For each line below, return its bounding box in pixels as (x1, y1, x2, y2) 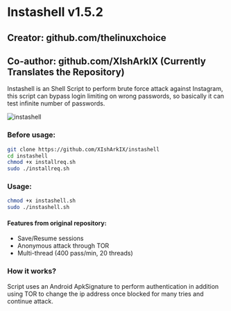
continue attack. (7, 296, 53, 305)
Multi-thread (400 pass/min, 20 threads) (17, 249, 133, 258)
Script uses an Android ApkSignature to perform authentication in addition (7, 282, 219, 290)
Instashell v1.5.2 (7, 4, 104, 20)
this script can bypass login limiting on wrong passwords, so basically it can (7, 92, 224, 101)
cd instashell (7, 152, 49, 160)
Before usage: (7, 130, 56, 140)
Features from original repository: (7, 219, 107, 227)
